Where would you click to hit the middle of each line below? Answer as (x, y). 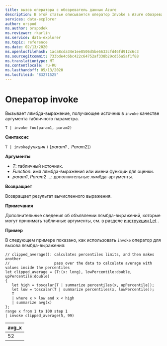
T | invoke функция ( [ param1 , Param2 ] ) (48, 147)
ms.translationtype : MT (30, 61)
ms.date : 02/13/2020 (27, 47)
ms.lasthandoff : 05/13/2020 (34, 70)
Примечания (19, 206)
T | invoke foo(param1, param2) (39, 128)
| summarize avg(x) (32, 303)
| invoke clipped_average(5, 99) (40, 316)
